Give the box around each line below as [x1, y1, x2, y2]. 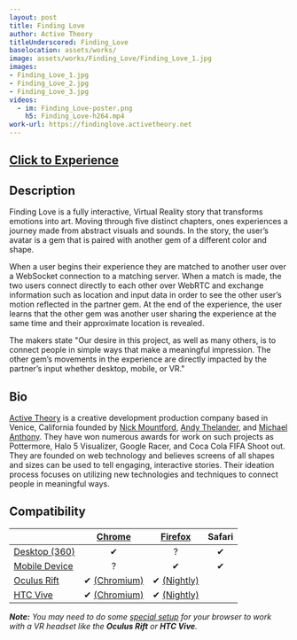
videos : [9, 95, 38, 105]
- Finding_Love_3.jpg [9, 87, 90, 96]
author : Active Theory [9, 29, 93, 38]
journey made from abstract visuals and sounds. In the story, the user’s [9, 225, 269, 236]
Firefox [160, 530, 191, 542]
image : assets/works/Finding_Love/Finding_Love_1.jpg [9, 54, 213, 63]
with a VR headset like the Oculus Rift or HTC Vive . [9, 620, 198, 631]
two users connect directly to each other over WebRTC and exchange [9, 280, 264, 291]
